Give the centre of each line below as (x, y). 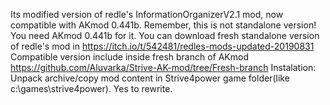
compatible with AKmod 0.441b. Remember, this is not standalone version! (163, 25)
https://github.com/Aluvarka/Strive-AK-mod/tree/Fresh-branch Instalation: (163, 67)
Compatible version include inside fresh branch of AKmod (130, 57)
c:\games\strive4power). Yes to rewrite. (91, 88)
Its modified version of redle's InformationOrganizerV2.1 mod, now (147, 14)
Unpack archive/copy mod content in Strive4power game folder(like (150, 78)
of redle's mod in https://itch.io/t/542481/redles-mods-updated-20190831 (162, 46)
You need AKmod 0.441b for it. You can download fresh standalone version (165, 35)
